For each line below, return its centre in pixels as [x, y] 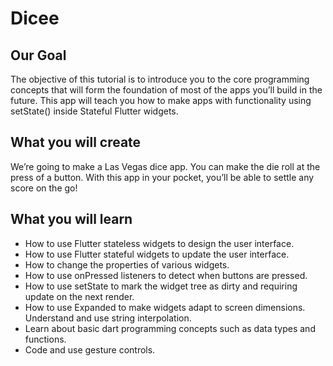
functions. [45, 339]
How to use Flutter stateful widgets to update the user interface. [157, 254]
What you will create [76, 142]
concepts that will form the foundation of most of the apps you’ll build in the [166, 90]
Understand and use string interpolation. [108, 318]
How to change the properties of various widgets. [127, 264]
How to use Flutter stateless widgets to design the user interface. [159, 243]
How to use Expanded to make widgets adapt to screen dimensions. [165, 307]
